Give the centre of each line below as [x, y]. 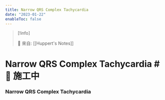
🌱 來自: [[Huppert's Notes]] [45, 43]
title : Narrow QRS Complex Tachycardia [47, 10]
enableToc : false [23, 19]
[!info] [24, 33]
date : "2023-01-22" [26, 14]
